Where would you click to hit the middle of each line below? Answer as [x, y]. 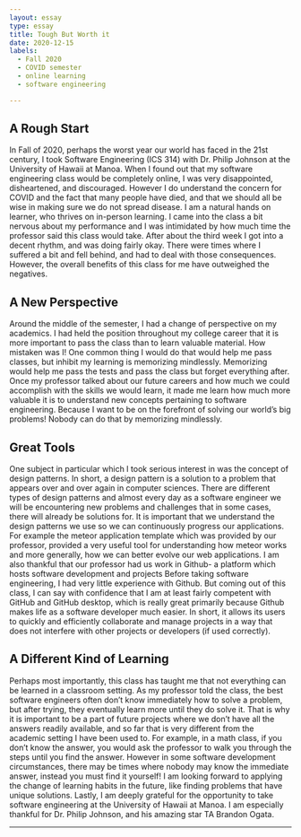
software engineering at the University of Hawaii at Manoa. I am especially [146, 805]
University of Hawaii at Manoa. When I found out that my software [131, 169]
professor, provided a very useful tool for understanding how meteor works [148, 545]
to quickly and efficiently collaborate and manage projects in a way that [141, 622]
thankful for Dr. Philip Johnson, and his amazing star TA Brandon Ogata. [142, 814]
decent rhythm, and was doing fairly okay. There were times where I [135, 245]
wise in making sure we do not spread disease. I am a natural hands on [140, 207]
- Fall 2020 [40, 59]
